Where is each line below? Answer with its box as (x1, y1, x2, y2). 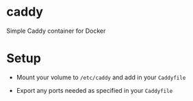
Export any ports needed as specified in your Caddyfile (16, 86, 173, 94)
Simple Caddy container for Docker (6, 27, 106, 35)
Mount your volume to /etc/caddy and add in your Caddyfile (16, 73, 186, 81)
